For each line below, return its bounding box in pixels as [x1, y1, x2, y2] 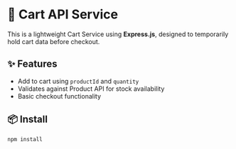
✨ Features [7, 58, 58, 70]
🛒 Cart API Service [7, 6, 119, 23]
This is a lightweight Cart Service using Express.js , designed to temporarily [7, 30, 229, 38]
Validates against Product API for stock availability [17, 84, 165, 93]
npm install [7, 136, 43, 143]
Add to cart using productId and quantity [17, 77, 139, 85]
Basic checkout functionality [17, 92, 102, 100]
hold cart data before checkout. [7, 37, 100, 45]
